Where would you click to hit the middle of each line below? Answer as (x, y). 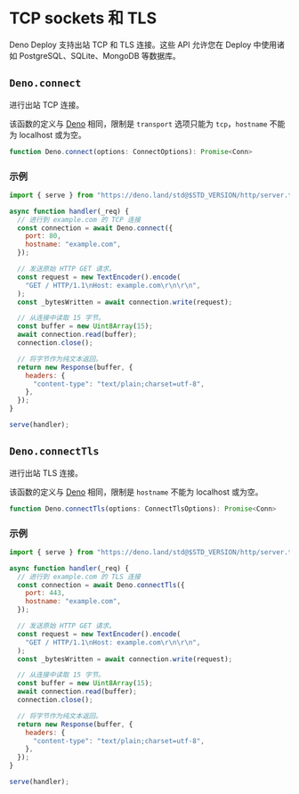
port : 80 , (44, 236)
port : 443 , (45, 593)
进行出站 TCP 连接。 (47, 104)
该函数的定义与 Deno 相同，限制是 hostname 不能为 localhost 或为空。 (136, 492)
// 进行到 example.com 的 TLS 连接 (79, 577)
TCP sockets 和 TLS (83, 18)
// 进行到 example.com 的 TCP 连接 (79, 219)
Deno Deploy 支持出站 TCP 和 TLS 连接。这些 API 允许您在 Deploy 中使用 (143, 45)
